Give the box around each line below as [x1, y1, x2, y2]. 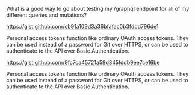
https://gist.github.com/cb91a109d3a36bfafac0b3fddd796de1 [6, 23, 159, 30]
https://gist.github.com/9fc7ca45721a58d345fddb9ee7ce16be [6, 59, 160, 66]
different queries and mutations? [6, 11, 87, 19]
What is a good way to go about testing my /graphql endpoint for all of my [6, 5, 190, 12]
